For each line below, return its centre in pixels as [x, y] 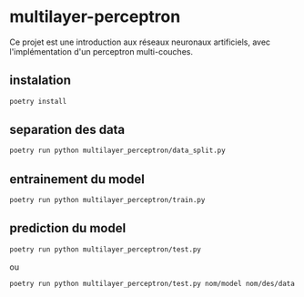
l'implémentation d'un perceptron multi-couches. [101, 51]
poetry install [38, 101]
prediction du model [68, 228]
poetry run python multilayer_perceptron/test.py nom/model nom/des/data [152, 283]
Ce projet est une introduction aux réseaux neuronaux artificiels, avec [140, 42]
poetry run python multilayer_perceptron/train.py [107, 200]
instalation [40, 81]
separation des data [67, 130]
